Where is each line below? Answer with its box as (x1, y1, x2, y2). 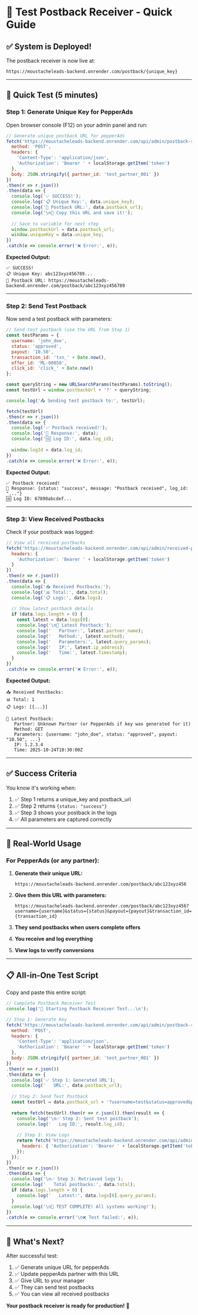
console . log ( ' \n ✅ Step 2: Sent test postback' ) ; (16, 1116, 140, 1121)
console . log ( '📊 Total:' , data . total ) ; (11, 589, 108, 595)
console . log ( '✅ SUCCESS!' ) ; (11, 194, 81, 199)
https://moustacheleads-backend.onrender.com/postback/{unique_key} (6, 69, 178, 75)
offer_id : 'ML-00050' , (11, 360, 67, 366)
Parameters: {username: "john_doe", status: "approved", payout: (14, 731, 178, 737)
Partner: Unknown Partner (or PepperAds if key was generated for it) (14, 721, 192, 727)
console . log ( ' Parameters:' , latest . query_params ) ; (16, 639, 151, 644)
